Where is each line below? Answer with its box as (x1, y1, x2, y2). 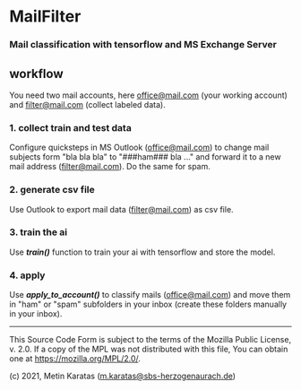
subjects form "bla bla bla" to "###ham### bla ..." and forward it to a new (9, 152, 281, 162)
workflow (9, 65, 64, 82)
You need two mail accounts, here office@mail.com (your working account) (9, 90, 288, 100)
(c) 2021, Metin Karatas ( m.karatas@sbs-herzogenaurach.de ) (9, 370, 236, 382)
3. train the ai (9, 226, 68, 238)
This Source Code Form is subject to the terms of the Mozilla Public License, (9, 334, 292, 345)
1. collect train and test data (9, 121, 132, 134)
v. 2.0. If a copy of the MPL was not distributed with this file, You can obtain (9, 343, 288, 355)
